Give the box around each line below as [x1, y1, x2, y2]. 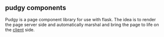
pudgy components [5, 4, 66, 12]
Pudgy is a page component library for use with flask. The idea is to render [5, 16, 156, 22]
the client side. [5, 26, 35, 33]
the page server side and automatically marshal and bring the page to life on [5, 22, 159, 27]
